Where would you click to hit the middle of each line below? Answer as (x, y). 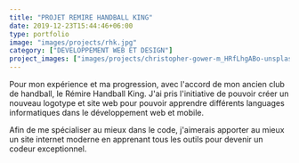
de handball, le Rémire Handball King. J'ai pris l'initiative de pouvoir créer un (149, 94)
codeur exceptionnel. (48, 149)
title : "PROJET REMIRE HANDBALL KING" (81, 17)
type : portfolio (39, 34)
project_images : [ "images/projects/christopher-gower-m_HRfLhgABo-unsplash (153, 59)
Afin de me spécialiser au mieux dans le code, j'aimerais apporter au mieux (147, 130)
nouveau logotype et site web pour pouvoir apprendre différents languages (147, 103)
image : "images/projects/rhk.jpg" (73, 42)
